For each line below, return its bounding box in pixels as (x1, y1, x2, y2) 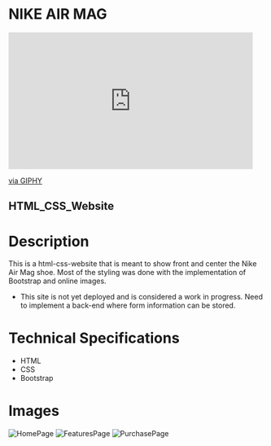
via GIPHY (8, 176, 43, 186)
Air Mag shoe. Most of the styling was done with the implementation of (8, 268, 247, 278)
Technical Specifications (8, 329, 181, 348)
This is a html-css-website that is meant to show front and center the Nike (8, 259, 257, 269)
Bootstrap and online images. (8, 276, 107, 286)
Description (8, 232, 90, 251)
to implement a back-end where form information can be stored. (20, 300, 236, 310)
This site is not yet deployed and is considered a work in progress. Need (20, 292, 263, 302)
